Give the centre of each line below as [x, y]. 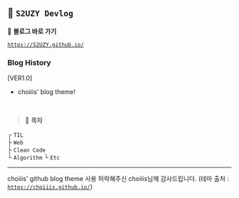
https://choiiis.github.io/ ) [50, 187]
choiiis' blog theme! [47, 92]
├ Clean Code [27, 150]
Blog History [29, 63]
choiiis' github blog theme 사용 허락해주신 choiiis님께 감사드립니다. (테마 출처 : [118, 179]
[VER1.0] [20, 78]
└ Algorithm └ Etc [34, 157]
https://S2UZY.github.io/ [46, 45]
